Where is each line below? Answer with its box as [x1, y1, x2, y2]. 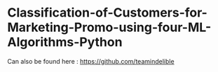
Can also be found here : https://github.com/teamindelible [7, 57, 175, 65]
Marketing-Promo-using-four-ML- [7, 19, 212, 35]
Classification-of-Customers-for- [7, 5, 208, 21]
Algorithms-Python [7, 35, 123, 50]
